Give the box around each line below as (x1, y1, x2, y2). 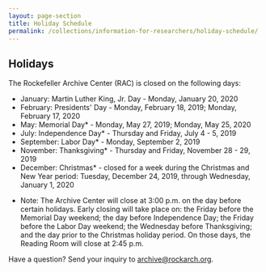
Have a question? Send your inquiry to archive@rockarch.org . (8, 254, 214, 264)
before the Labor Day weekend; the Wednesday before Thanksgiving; (19, 222, 252, 232)
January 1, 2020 (19, 180, 74, 190)
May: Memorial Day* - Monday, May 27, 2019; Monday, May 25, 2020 (19, 120, 251, 130)
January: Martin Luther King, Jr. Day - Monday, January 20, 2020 (19, 94, 239, 104)
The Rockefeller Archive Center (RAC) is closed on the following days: (8, 79, 241, 88)
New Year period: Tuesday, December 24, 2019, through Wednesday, (19, 172, 251, 181)
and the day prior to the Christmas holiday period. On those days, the (19, 230, 251, 240)
